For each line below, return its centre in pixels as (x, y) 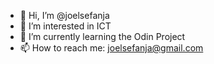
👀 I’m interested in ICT (65, 26)
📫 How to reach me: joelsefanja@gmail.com (111, 48)
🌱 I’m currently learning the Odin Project (102, 36)
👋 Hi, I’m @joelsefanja (64, 15)
